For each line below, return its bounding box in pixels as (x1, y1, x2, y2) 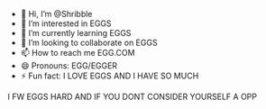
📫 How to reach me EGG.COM (20, 48, 135, 58)
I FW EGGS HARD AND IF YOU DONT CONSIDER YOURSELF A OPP (7, 91, 258, 102)
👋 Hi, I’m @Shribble (20, 9, 93, 19)
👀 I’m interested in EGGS (20, 18, 113, 29)
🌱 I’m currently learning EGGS (20, 28, 132, 38)
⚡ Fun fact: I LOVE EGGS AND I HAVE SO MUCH (20, 70, 199, 81)
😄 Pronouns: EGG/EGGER (20, 60, 118, 71)
